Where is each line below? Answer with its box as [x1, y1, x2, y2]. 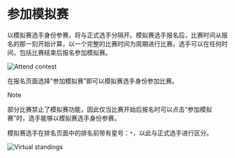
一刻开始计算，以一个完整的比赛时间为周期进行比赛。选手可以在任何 [25, 39, 222, 48]
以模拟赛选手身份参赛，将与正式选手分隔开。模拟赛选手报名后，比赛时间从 [7, 31, 222, 39]
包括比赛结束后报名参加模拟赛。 [19, 48, 112, 57]
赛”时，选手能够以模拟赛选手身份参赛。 [7, 113, 121, 122]
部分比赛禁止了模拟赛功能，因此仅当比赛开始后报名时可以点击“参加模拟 [7, 105, 213, 113]
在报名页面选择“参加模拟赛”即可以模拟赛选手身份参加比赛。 [7, 76, 178, 85]
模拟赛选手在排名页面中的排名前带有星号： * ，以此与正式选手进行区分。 [7, 129, 213, 137]
